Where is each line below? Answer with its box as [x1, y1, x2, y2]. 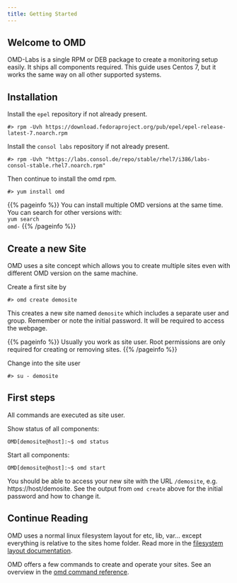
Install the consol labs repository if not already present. [7, 143, 170, 151]
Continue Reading [7, 512, 88, 525]
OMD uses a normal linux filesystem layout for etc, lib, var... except [7, 531, 202, 540]
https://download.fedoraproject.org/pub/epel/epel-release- [45, 123, 226, 131]
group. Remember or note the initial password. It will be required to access [7, 316, 225, 325]
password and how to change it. [7, 492, 101, 500]
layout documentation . [7, 546, 73, 555]
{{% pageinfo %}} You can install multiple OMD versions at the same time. [7, 201, 224, 209]
